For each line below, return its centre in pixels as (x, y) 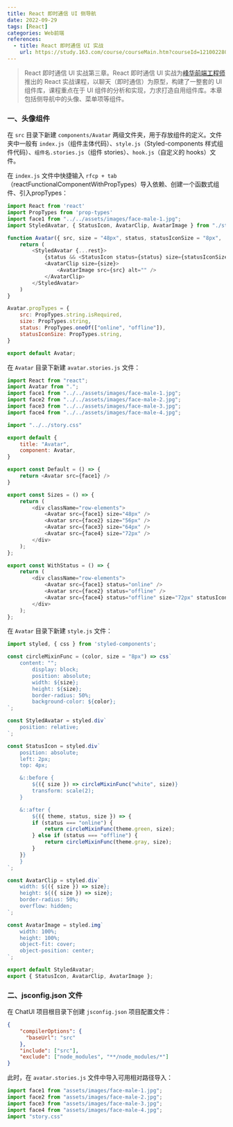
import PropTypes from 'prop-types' (60, 213)
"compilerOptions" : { (51, 1031)
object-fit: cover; (48, 944)
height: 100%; (40, 938)
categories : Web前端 (36, 33)
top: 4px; (34, 766)
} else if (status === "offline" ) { (85, 836)
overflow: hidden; (46, 906)
